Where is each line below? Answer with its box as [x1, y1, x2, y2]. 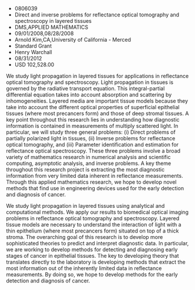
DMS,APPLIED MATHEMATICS [14, 23, 89, 31]
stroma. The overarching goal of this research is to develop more [6, 234, 163, 240]
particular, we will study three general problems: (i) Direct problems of [6, 129, 176, 136]
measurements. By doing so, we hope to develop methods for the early [6, 271, 178, 278]
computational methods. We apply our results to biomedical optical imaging [6, 208, 189, 215]
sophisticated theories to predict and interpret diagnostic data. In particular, [6, 240, 189, 247]
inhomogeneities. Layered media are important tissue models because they [6, 97, 189, 104]
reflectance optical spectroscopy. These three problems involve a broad [6, 147, 181, 154]
